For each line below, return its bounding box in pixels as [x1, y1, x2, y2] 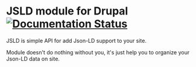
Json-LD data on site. [6, 55, 60, 62]
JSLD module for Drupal [6, 4, 128, 18]
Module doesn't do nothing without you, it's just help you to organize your [6, 48, 190, 56]
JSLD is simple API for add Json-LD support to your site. [6, 37, 147, 44]
